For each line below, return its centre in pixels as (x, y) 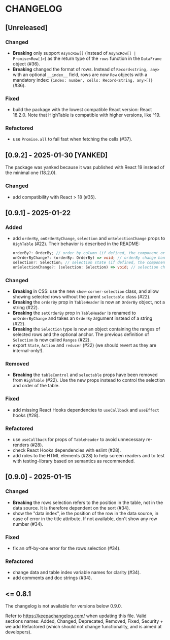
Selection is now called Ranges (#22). (52, 340)
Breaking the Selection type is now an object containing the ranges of (86, 329)
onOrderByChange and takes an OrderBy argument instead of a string (82, 318)
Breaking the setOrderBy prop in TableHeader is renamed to (74, 313)
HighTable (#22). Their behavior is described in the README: (76, 244)
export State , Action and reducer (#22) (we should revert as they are (84, 345)
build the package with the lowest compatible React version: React (82, 110)
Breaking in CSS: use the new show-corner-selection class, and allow (86, 291)
